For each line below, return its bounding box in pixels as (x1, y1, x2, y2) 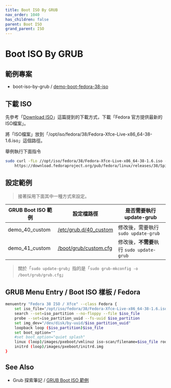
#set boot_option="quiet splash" (14, 335, 85, 340)
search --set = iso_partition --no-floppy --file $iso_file (14, 311, 140, 316)
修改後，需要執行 (118, 224, 159, 231)
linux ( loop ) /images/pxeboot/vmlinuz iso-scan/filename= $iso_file (14, 339, 158, 345)
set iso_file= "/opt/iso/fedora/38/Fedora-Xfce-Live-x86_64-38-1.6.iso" (14, 306, 169, 312)
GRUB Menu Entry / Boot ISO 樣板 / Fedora (5, 288, 141, 296)
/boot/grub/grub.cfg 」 (17, 272, 66, 278)
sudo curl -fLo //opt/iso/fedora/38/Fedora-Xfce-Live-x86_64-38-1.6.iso (5, 158, 163, 163)
